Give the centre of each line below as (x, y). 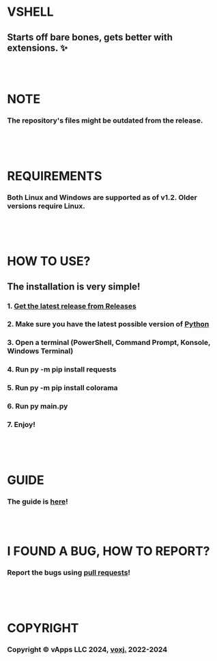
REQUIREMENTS (55, 176)
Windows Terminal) (40, 351)
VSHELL (30, 12)
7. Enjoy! (21, 425)
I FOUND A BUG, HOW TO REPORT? (108, 551)
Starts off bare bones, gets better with (90, 37)
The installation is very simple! (74, 286)
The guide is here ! (38, 502)
